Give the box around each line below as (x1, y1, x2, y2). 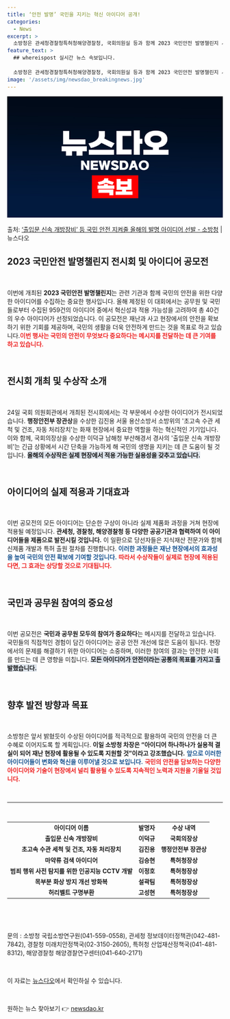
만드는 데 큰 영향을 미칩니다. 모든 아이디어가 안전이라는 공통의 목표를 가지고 (14, 655, 214, 664)
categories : (7, 18, 41, 25)
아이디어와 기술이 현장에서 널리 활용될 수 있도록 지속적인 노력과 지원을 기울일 (7, 766, 209, 774)
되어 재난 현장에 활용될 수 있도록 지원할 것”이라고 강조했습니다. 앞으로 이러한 (19, 749, 222, 757)
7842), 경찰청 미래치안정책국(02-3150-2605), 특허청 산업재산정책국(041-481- (7, 940, 218, 948)
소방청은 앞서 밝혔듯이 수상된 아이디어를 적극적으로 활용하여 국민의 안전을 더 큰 (7, 732, 218, 740)
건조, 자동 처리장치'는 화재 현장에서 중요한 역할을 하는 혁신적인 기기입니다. (21, 425, 219, 433)
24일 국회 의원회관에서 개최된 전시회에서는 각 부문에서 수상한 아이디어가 (7, 408, 200, 416)
